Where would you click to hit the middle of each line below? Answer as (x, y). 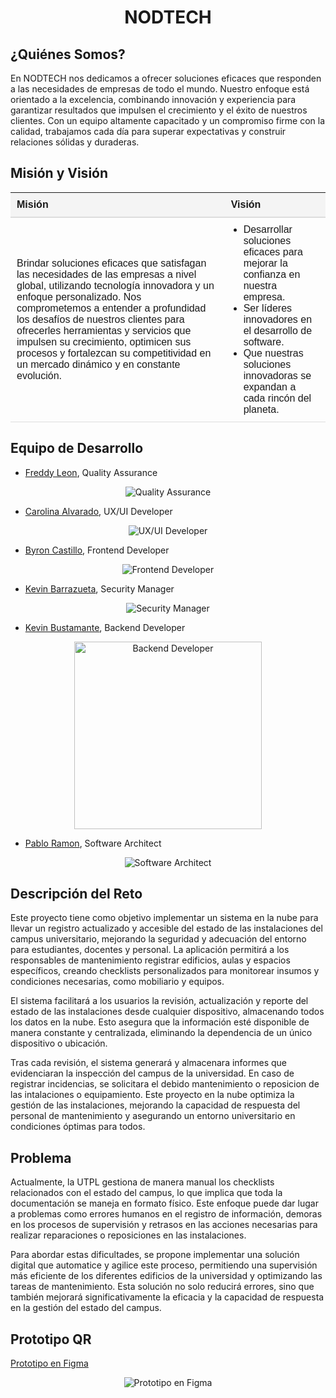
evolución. (39, 375)
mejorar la (265, 263)
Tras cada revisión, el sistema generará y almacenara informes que (149, 1063)
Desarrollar (268, 229)
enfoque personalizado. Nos (79, 297)
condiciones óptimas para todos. (78, 1127)
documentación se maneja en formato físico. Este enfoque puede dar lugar (164, 1203)
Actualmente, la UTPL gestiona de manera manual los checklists (142, 1182)
